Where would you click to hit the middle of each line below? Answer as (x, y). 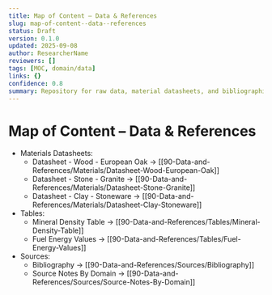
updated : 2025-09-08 (43, 46)
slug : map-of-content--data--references (78, 23)
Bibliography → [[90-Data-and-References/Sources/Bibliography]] (143, 265)
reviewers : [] (32, 61)
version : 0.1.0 (34, 38)
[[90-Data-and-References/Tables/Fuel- (174, 239)
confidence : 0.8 (36, 83)
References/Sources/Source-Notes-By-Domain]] (114, 282)
